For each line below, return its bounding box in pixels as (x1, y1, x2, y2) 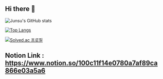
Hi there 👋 (5, 5, 36, 13)
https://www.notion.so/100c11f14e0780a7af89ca (5, 59, 158, 67)
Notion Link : (5, 51, 44, 60)
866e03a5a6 (5, 66, 46, 75)
